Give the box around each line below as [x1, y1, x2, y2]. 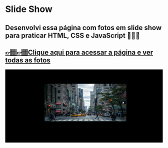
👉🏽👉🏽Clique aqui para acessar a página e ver [5, 48, 153, 56]
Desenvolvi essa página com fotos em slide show [5, 23, 161, 32]
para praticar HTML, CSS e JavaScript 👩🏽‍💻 [5, 31, 140, 39]
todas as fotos [5, 56, 51, 64]
